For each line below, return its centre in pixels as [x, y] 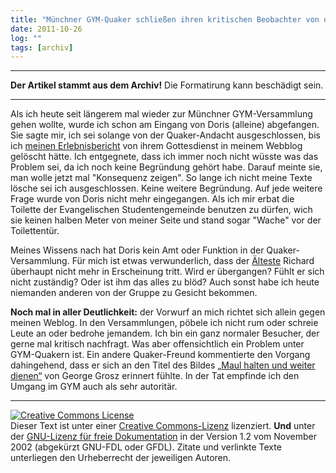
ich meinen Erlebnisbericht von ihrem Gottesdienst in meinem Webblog [156, 146]
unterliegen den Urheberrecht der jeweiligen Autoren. [121, 458]
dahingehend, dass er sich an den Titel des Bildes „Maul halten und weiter [163, 365]
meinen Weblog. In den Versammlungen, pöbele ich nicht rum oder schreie [164, 323]
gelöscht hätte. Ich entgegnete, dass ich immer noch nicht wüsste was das [164, 157]
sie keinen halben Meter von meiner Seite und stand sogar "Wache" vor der [166, 220]
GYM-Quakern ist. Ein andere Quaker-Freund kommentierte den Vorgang [160, 355]
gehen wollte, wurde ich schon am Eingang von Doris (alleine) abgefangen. [165, 125]
